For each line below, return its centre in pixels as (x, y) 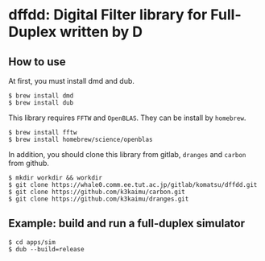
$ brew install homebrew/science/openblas (81, 139)
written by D (101, 32)
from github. (29, 163)
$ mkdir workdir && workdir (56, 178)
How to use (37, 62)
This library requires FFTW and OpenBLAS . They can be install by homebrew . (127, 118)
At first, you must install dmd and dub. (72, 81)
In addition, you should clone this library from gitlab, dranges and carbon (127, 154)
